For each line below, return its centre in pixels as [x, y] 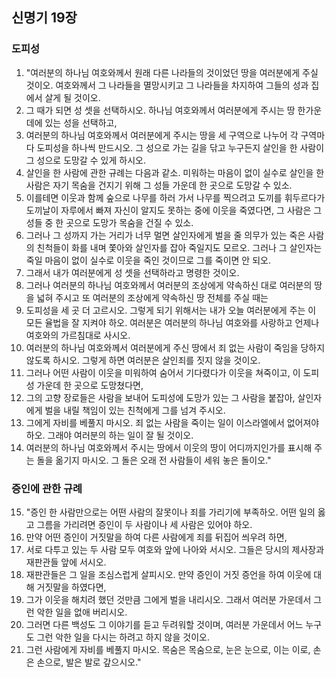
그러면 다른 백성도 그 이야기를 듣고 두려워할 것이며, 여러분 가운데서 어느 [164, 624]
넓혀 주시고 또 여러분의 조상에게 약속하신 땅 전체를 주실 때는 [152, 297]
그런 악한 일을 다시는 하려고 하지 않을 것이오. [123, 637]
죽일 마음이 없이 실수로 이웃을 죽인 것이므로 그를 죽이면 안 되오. [148, 260]
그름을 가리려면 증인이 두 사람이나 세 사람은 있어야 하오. [144, 524]
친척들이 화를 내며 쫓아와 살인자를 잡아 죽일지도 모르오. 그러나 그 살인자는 [179, 247]
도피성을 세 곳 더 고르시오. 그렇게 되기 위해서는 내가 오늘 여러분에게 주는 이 [171, 310]
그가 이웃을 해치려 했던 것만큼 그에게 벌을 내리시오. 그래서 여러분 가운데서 [168, 599]
